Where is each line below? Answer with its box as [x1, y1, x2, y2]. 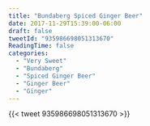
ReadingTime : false [8, 42, 75, 50]
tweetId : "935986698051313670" [8, 34, 114, 43]
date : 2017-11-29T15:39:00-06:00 [8, 19, 122, 27]
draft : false [8, 27, 53, 35]
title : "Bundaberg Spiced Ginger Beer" [8, 11, 144, 20]
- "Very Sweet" [15, 57, 67, 65]
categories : [8, 49, 49, 57]
